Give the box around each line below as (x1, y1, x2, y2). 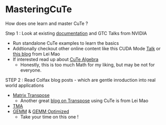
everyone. (20, 67, 42, 73)
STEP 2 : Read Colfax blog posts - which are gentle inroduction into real (5, 77, 156, 83)
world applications (5, 82, 44, 88)
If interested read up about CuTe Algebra (12, 56, 99, 62)
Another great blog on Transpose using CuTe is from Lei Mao (20, 98, 149, 104)
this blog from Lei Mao (12, 51, 60, 57)
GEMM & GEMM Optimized (12, 108, 70, 114)
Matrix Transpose (12, 92, 50, 98)
